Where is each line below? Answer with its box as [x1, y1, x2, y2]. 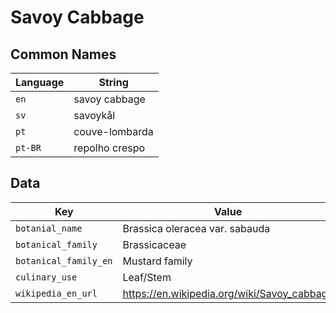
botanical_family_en [15, 255, 113, 266]
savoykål [73, 109, 116, 122]
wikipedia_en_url [15, 287, 98, 299]
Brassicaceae [122, 237, 187, 251]
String [98, 76, 129, 89]
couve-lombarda [73, 125, 154, 138]
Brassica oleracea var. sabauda [122, 221, 271, 235]
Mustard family [122, 254, 193, 268]
